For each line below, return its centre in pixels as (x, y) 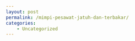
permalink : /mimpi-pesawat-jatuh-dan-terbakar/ (67, 17)
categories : (21, 23)
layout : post (22, 12)
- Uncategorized (38, 29)
